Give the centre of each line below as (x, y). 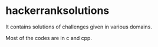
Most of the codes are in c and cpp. (49, 38)
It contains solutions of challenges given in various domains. (79, 27)
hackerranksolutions (57, 11)
